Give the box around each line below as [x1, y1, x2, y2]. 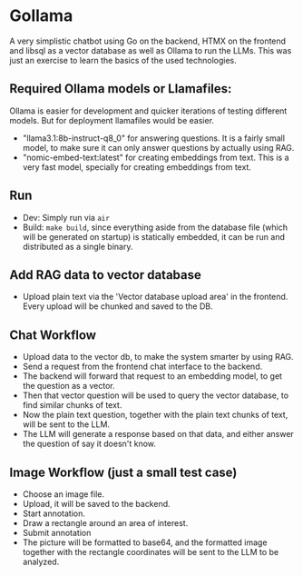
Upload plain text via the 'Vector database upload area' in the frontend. [22, 292, 288, 303]
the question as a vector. [22, 381, 115, 392]
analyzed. [22, 556, 60, 567]
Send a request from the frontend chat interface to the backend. [22, 361, 263, 372]
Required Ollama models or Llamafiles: [9, 81, 232, 96]
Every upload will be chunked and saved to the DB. [22, 301, 213, 312]
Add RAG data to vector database [9, 267, 201, 283]
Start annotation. [22, 508, 86, 519]
